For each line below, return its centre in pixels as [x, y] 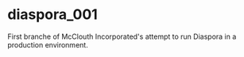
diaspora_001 [53, 15]
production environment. [48, 44]
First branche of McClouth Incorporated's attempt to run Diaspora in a [122, 36]
